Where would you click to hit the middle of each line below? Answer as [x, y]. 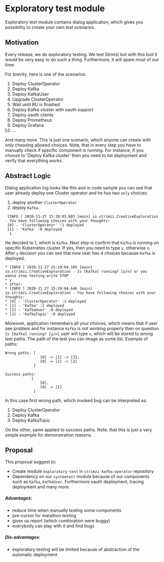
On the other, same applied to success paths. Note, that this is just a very [79, 430]
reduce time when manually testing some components [67, 510]
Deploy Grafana [28, 125]
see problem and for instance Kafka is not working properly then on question [82, 328]
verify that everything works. [34, 160]
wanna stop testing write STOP [37, 276]
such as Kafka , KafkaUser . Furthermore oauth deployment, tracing [78, 482]
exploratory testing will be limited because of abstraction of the [76, 549]
